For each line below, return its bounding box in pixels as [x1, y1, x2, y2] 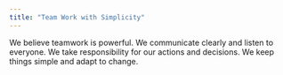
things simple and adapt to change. [9, 56, 139, 66]
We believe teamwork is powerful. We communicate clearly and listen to [9, 37, 274, 48]
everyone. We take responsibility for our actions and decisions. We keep [9, 46, 274, 57]
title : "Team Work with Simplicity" [9, 12, 145, 22]
